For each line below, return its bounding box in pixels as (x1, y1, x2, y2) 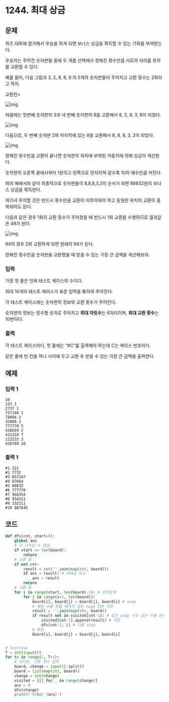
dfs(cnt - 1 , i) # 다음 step (41, 623, 96, 628)
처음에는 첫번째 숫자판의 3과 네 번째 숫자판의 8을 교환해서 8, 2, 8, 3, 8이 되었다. (5, 112, 161, 118)
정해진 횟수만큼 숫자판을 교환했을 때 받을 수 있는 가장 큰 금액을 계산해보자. (5, 252, 150, 257)
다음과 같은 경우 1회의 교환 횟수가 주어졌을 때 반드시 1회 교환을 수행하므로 (5, 214, 148, 220)
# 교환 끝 (14, 557, 32, 562)
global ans (14, 539, 37, 544)
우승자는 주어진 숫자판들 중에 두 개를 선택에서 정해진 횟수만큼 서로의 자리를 (5, 57, 152, 63)
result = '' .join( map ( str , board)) (32, 608, 107, 613)
